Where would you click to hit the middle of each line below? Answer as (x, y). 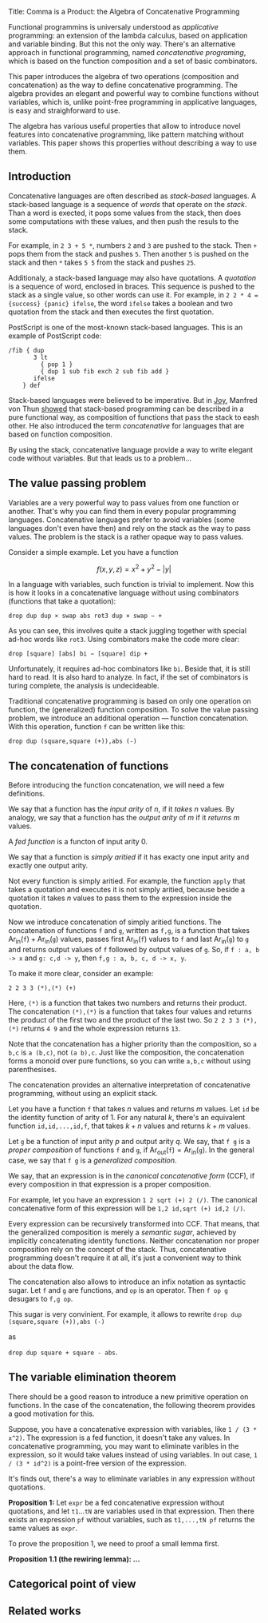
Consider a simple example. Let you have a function (93, 552)
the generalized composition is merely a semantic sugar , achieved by (122, 1232)
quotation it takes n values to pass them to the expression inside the (120, 898)
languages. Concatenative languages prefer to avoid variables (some (122, 520)
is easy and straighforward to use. (65, 110)
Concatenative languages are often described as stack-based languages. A (132, 196)
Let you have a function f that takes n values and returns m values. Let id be (134, 1109)
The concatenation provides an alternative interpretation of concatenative (130, 1085)
